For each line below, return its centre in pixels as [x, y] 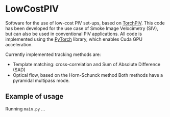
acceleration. [19, 44]
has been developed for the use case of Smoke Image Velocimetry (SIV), [82, 28]
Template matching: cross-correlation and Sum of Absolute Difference [87, 64]
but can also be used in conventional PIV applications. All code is [74, 34]
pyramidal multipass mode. [41, 80]
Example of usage [34, 96]
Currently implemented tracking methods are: [53, 54]
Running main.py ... [25, 109]
